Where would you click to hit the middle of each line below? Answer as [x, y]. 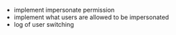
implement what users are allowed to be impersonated [91, 17]
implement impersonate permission [64, 10]
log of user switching [44, 24]
